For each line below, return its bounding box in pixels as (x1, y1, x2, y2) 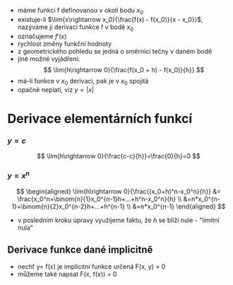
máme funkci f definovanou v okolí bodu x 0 (17, 6, 143, 16)
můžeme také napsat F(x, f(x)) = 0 (17, 270, 117, 279)
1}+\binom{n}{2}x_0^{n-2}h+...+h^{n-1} (11, 202, 126, 211)
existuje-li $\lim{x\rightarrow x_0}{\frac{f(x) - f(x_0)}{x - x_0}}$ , (17, 15, 203, 23)
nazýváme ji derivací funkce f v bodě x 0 (17, 23, 134, 33)
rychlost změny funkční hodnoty (17, 39, 112, 48)
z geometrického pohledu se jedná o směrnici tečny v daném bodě (17, 47, 213, 55)
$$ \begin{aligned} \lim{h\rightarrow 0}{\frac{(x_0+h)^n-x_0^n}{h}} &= (16, 187, 221, 195)
